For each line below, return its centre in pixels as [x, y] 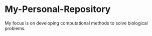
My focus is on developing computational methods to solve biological [77, 23]
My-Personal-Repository [58, 9]
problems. [15, 28]
